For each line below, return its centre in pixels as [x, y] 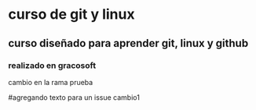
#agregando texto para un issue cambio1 [74, 97]
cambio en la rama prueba [51, 82]
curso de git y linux [71, 14]
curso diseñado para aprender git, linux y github [128, 43]
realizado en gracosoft [52, 66]
